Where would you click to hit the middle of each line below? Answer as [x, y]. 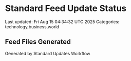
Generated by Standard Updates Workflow [48, 53]
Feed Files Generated [38, 42]
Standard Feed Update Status [66, 8]
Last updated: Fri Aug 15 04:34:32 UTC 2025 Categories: [62, 22]
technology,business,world [32, 26]
